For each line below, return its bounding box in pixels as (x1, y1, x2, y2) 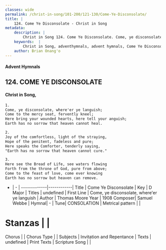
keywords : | (14, 39, 41, 44)
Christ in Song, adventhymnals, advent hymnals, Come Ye (23, 44, 142, 49)
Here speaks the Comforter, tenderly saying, (5, 143, 100, 148)
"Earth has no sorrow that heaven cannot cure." (5, 148, 107, 153)
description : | (14, 30, 45, 35)
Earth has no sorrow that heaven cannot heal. (5, 121, 103, 126)
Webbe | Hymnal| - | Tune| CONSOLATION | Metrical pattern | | (12, 200, 141, 206)
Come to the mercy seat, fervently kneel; (5, 112, 94, 117)
